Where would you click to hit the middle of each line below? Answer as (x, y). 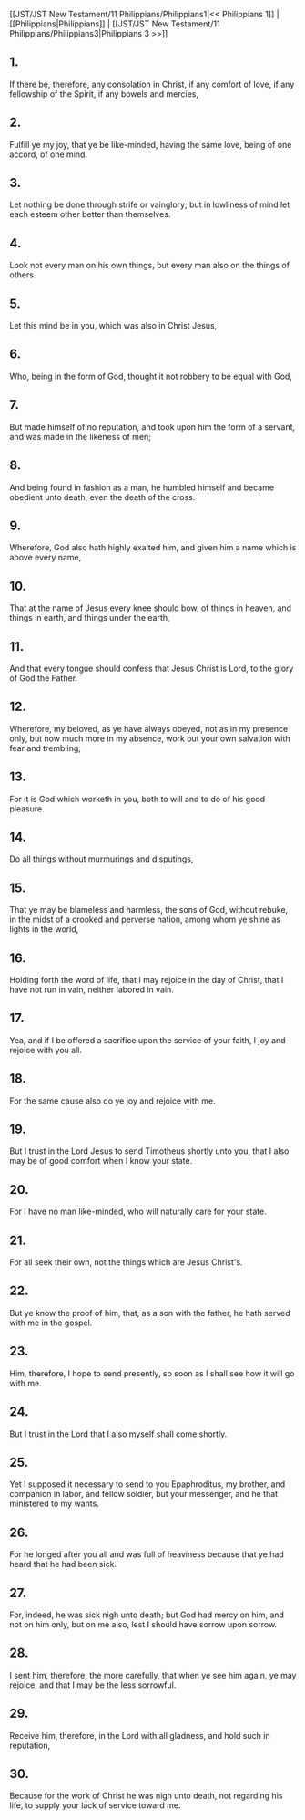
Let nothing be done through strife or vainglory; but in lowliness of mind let (150, 204)
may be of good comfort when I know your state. (101, 1161)
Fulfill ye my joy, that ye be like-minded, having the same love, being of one (151, 144)
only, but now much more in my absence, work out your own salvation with (150, 738)
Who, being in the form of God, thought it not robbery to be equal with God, (151, 376)
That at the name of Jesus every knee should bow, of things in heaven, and (151, 608)
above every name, (46, 558)
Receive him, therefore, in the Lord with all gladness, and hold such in (140, 1735)
